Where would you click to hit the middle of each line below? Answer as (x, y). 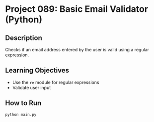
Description (24, 38)
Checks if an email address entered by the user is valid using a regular (77, 50)
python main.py (21, 115)
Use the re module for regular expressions (56, 82)
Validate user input (32, 87)
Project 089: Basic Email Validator (77, 9)
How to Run (23, 103)
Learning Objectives (37, 70)
